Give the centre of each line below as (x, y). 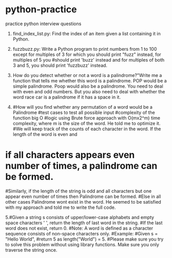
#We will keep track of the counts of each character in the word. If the (87, 129)
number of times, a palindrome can (81, 166)
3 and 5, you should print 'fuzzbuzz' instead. (60, 65)
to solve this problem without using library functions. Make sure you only (82, 244)
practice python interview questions (43, 24)
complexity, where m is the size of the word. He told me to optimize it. (87, 123)
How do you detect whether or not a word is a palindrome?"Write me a (87, 75)
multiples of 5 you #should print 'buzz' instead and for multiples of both (89, 59)
